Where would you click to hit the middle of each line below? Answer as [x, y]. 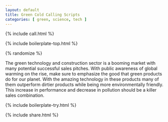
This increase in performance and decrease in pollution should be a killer [81, 90]
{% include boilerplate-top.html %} [42, 44]
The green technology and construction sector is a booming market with [80, 63]
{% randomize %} [24, 53]
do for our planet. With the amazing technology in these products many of [82, 79]
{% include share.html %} [32, 115]
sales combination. [25, 95]
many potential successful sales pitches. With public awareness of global [81, 68]
